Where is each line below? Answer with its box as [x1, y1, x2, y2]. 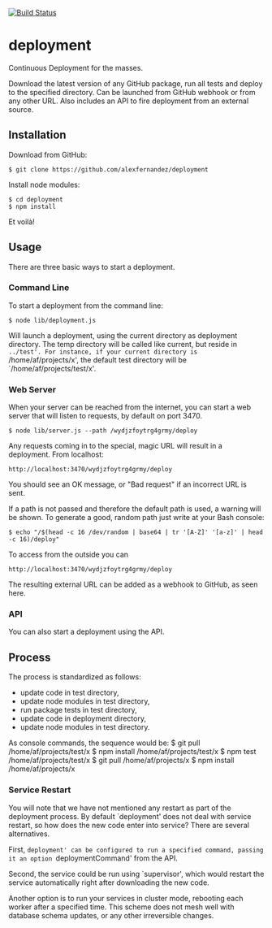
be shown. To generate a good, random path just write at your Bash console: [8, 513, 265, 523]
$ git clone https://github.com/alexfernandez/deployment [8, 165, 209, 174]
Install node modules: [8, 180, 80, 189]
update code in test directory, [19, 687, 119, 698]
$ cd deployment [8, 195, 63, 203]
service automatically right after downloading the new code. [8, 878, 209, 887]
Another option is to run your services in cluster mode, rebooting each [8, 893, 244, 903]
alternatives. [8, 829, 50, 839]
